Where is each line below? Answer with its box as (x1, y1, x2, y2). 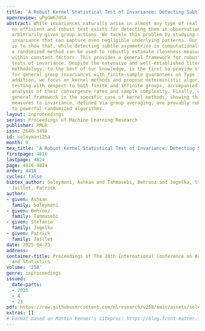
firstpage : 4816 (6, 151, 48, 157)
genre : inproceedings (6, 270, 62, 277)
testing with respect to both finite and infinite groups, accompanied (12, 83, 198, 89)
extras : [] (6, 310, 34, 316)
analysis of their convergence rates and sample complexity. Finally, (12, 89, 195, 95)
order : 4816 (6, 168, 37, 174)
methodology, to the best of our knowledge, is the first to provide (12, 65, 192, 72)
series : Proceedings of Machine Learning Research (6, 117, 138, 123)
